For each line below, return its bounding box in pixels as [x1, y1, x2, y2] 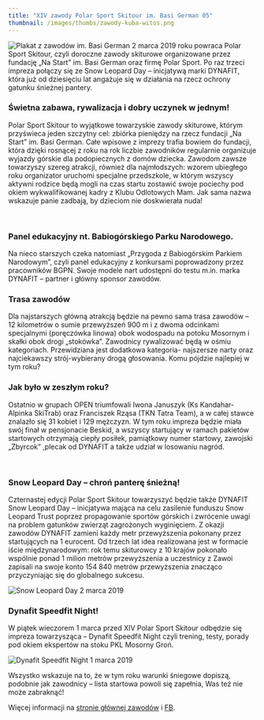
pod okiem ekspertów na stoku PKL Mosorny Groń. [8, 640, 174, 650]
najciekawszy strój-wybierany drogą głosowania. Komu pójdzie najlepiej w [8, 353, 250, 364]
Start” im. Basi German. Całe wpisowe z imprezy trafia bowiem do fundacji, [8, 137, 252, 146]
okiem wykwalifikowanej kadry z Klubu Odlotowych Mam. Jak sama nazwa [8, 187, 251, 197]
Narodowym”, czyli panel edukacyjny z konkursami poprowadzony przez [8, 258, 244, 267]
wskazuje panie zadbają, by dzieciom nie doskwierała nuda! [8, 195, 203, 205]
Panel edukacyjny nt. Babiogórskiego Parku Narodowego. [8, 231, 234, 242]
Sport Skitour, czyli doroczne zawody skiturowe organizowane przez [8, 49, 231, 58]
